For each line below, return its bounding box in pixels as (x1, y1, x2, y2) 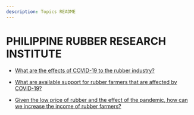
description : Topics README (6, 8, 76, 15)
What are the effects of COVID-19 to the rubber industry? (14, 67, 155, 74)
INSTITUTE (6, 47, 62, 60)
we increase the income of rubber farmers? (14, 102, 121, 110)
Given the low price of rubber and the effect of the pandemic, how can (14, 96, 189, 103)
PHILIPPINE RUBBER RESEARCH (6, 34, 167, 48)
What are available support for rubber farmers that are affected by (14, 78, 177, 85)
